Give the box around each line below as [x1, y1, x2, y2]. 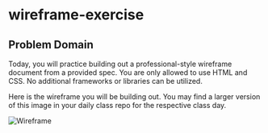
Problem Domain [8, 38, 94, 52]
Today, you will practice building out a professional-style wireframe [8, 59, 232, 69]
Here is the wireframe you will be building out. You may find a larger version [8, 92, 261, 102]
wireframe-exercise [8, 6, 144, 24]
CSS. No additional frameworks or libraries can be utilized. [8, 77, 203, 85]
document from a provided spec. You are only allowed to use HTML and [8, 68, 248, 77]
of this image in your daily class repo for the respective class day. [8, 101, 227, 110]
